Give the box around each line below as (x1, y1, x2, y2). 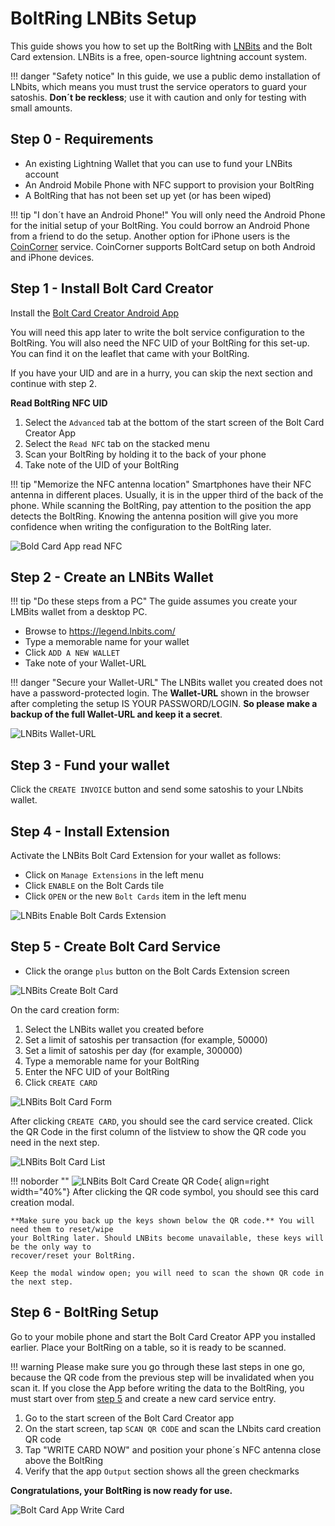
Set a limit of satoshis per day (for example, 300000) (24, 1044, 243, 1056)
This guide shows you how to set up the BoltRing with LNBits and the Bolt (10, 40, 313, 52)
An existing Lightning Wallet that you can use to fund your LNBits (24, 157, 293, 169)
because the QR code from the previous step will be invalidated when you (10, 1371, 315, 1383)
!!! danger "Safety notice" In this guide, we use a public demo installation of (10, 70, 321, 82)
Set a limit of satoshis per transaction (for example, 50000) (24, 1033, 268, 1046)
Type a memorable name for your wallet (24, 636, 190, 648)
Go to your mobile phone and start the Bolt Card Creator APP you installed (10, 1330, 316, 1342)
